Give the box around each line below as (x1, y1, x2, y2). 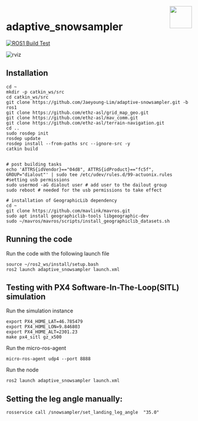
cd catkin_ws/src (6, 94, 49, 100)
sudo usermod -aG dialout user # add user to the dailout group (6, 182, 167, 188)
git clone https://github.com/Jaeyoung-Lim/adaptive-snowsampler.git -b (6, 99, 189, 105)
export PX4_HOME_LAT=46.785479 (6, 319, 83, 325)
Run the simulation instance (6, 307, 74, 315)
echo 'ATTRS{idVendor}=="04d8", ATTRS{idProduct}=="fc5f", (6, 167, 154, 172)
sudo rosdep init (6, 130, 49, 136)
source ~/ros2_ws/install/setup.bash (6, 261, 99, 267)
